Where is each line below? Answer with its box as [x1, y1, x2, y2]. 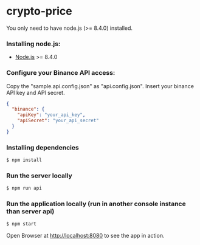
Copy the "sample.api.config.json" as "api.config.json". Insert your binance [6, 82, 195, 89]
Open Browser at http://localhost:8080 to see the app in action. [6, 232, 165, 240]
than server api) [6, 207, 55, 216]
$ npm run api [6, 185, 43, 192]
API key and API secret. [6, 89, 65, 96]
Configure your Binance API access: [6, 69, 116, 77]
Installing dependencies [6, 143, 79, 151]
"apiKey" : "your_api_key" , [17, 112, 86, 118]
